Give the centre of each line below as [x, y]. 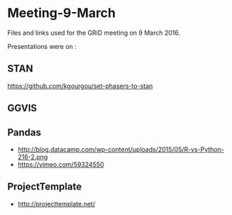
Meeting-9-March [61, 13]
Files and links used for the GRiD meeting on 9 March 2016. [94, 33]
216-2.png [33, 157]
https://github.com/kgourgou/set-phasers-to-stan [80, 86]
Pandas [24, 132]
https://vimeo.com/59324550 [61, 164]
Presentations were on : [42, 46]
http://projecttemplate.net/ [56, 204]
